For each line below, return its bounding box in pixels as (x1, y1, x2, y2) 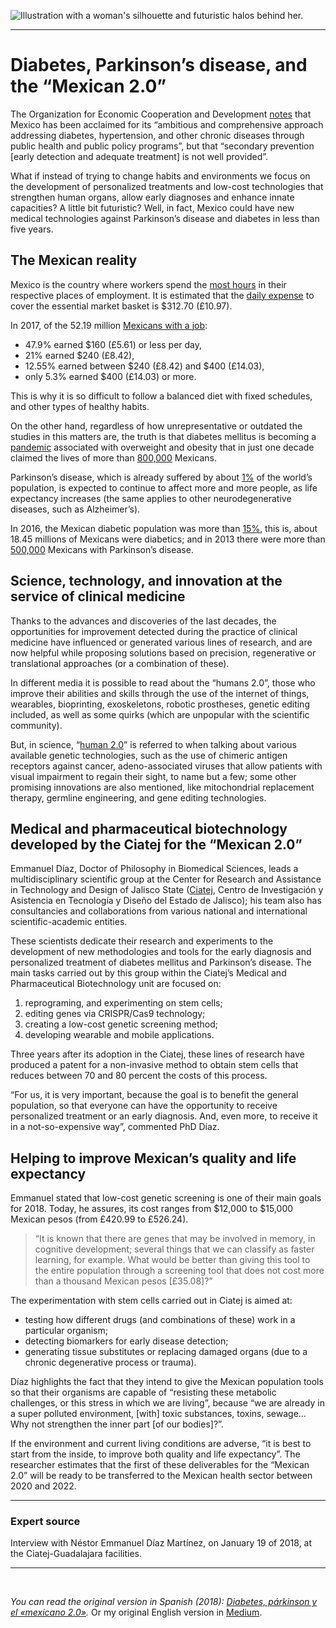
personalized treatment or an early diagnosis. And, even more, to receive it (10, 1110, 318, 1122)
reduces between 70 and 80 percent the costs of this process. (10, 1070, 268, 1082)
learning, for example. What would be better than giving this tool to (34, 1254, 311, 1266)
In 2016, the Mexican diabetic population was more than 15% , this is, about (10, 522, 318, 534)
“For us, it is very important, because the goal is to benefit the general (10, 1089, 299, 1101)
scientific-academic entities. (10, 916, 128, 928)
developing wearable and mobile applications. (24, 1029, 215, 1041)
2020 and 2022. (10, 1480, 77, 1492)
